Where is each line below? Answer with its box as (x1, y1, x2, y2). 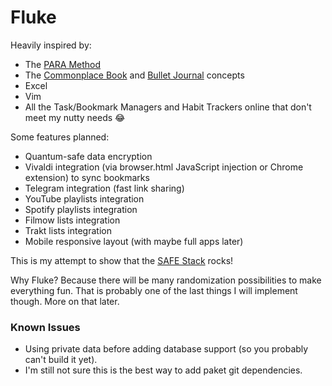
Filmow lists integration (24, 214, 121, 226)
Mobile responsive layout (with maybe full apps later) (24, 235, 244, 247)
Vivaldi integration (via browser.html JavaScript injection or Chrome (24, 161, 304, 173)
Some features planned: (10, 131, 110, 143)
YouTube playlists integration (24, 192, 145, 205)
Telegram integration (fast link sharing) (24, 182, 185, 194)
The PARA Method (24, 58, 102, 70)
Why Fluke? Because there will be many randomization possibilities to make (10, 274, 322, 286)
